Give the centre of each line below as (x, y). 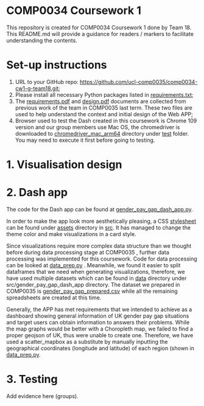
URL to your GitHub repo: (47, 82)
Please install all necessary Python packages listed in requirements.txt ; (104, 94)
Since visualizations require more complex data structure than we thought (99, 246)
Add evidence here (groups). (42, 396)
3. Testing (32, 380)
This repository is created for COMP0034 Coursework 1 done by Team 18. (99, 27)
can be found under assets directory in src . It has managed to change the (98, 228)
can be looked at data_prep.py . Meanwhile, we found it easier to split (93, 265)
